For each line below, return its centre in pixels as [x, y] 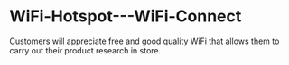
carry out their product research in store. [85, 50]
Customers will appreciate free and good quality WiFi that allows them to [144, 41]
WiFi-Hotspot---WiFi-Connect [126, 16]
